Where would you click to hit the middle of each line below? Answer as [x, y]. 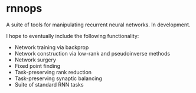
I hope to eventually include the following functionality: [73, 36]
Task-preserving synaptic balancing [58, 78]
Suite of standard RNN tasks [49, 84]
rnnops [24, 8]
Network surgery [35, 60]
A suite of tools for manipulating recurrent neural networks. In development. [98, 25]
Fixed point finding [37, 66]
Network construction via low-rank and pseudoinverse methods [92, 53]
